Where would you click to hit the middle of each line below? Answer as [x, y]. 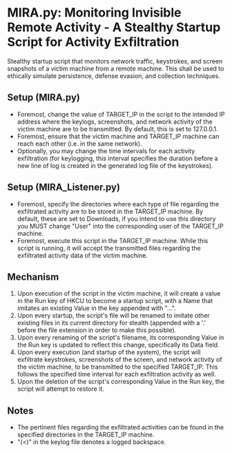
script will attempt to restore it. [61, 389]
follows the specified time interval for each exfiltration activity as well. [116, 374]
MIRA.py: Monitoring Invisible [94, 13]
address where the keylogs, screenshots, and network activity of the [115, 122]
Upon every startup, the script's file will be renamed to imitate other [114, 316]
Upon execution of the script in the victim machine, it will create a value [119, 293]
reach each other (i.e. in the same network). [80, 144]
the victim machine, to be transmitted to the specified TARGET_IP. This [117, 367]
